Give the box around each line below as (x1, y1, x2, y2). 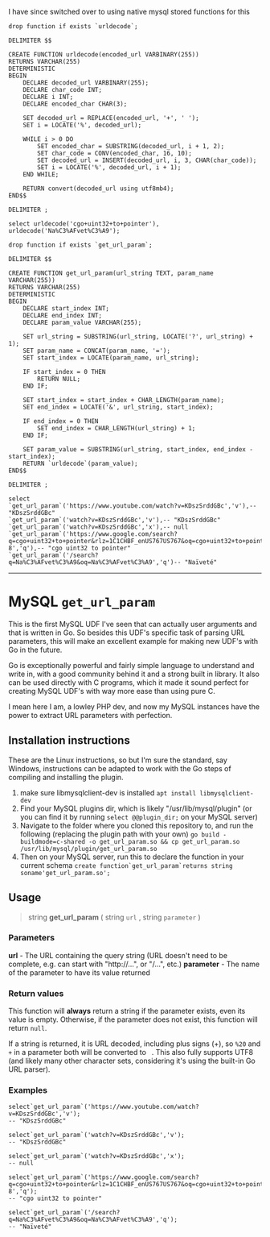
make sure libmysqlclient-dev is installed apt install (19, 787, 197, 797)
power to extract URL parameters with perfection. (8, 710, 173, 720)
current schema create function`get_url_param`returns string (19, 860, 233, 870)
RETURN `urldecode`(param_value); (22, 459, 138, 467)
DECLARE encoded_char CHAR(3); (22, 100, 128, 108)
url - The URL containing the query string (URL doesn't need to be (8, 950, 227, 960)
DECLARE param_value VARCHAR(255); (22, 318, 142, 326)
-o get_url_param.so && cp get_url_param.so (88, 837, 240, 845)
